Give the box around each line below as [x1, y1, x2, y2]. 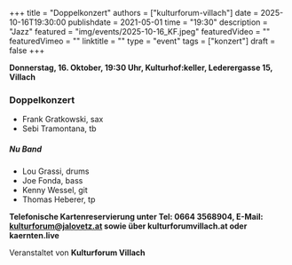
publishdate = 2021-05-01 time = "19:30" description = [67, 17, 268, 27]
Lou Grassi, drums [21, 166, 90, 176]
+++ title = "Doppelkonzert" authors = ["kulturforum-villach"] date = [9, 8, 259, 18]
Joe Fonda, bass [21, 175, 83, 186]
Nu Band [9, 144, 43, 154]
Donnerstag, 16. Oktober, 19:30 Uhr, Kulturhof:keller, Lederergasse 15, [9, 62, 273, 73]
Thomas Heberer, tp [21, 194, 96, 205]
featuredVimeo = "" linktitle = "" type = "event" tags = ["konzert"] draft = [9, 35, 276, 46]
